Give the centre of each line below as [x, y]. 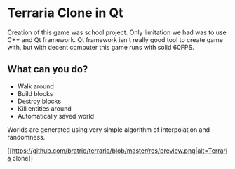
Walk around [36, 86]
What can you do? [48, 69]
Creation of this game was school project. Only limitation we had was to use [117, 32]
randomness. [26, 137]
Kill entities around [44, 108]
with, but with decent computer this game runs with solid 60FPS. [101, 47]
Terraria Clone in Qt [65, 13]
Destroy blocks [39, 101]
